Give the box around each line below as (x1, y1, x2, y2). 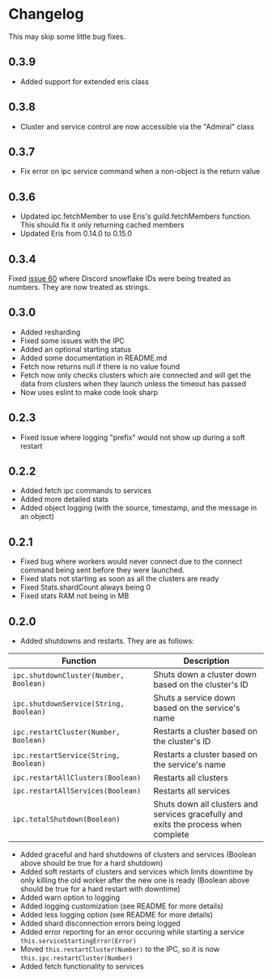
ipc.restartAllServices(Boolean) (12, 786, 142, 796)
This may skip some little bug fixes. (8, 32, 126, 41)
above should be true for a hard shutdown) (19, 858, 164, 868)
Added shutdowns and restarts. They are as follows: (19, 636, 194, 646)
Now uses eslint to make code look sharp (19, 387, 158, 397)
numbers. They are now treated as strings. (8, 283, 151, 292)
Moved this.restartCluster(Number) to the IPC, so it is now (19, 944, 220, 954)
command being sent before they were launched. (19, 565, 185, 575)
